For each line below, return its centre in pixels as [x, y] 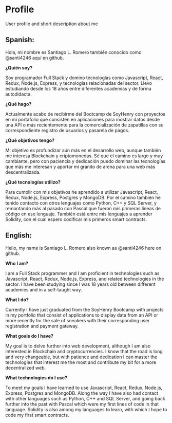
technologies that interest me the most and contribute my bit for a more [81, 362]
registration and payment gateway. [42, 326]
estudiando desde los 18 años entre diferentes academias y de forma [78, 88]
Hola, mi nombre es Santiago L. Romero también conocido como [73, 52]
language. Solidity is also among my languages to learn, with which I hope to [86, 409]
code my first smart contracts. [37, 415]
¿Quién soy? [19, 67]
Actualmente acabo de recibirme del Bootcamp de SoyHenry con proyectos [85, 114]
